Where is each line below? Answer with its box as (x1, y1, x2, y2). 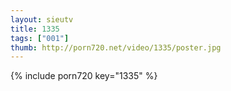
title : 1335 (10, 24, 60, 34)
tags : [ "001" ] (10, 33, 70, 43)
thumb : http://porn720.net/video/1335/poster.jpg (10, 42, 222, 53)
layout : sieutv (10, 14, 74, 25)
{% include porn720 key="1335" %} (10, 70, 158, 82)
